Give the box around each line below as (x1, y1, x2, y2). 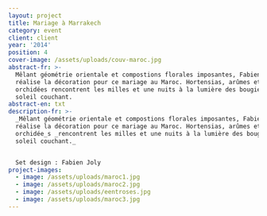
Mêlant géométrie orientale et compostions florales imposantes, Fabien (15, 71, 261, 79)
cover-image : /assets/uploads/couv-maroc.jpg (8, 56, 161, 64)
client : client (8, 33, 59, 42)
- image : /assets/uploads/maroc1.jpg (15, 173, 141, 181)
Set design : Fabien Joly (15, 158, 102, 167)
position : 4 (8, 48, 48, 56)
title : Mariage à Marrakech (8, 19, 102, 27)
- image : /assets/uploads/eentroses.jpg (15, 188, 151, 196)
